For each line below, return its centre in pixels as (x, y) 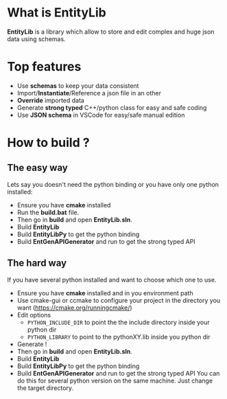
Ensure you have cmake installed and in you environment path (105, 293)
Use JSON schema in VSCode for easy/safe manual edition (101, 115)
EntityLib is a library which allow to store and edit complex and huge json (111, 32)
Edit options (34, 315)
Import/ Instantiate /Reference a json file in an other (89, 93)
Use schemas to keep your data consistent (78, 85)
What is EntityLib (57, 13)
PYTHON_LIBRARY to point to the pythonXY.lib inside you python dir (119, 337)
